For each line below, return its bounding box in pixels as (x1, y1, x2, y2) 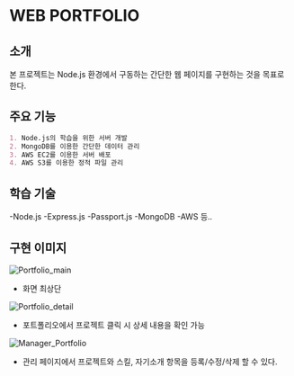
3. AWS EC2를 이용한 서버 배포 (9, 150, 111, 159)
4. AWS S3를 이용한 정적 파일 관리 (9, 158, 124, 167)
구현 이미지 (9, 240, 67, 255)
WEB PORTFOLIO (9, 5, 140, 26)
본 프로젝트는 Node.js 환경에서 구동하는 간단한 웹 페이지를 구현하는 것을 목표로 (9, 69, 285, 79)
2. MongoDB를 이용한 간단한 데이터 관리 (9, 141, 140, 151)
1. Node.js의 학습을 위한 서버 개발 (9, 133, 128, 142)
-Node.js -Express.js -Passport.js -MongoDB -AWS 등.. (9, 211, 213, 222)
